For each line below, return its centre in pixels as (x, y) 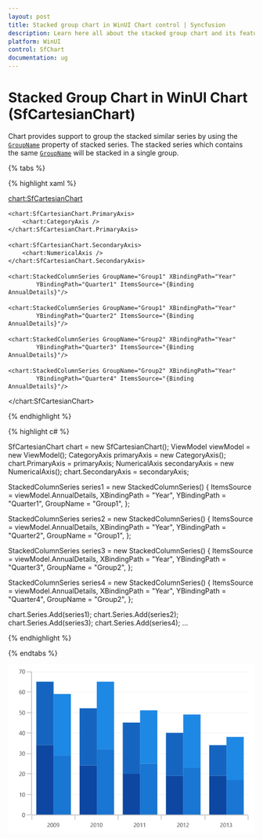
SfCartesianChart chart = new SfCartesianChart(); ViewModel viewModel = (130, 447)
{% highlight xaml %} (42, 183)
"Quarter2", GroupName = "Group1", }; (70, 535)
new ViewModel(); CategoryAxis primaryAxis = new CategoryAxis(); (117, 454)
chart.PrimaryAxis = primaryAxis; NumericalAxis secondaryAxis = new (121, 463)
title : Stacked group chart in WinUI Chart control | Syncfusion (117, 25)
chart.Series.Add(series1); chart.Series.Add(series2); (93, 614)
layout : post (29, 16)
